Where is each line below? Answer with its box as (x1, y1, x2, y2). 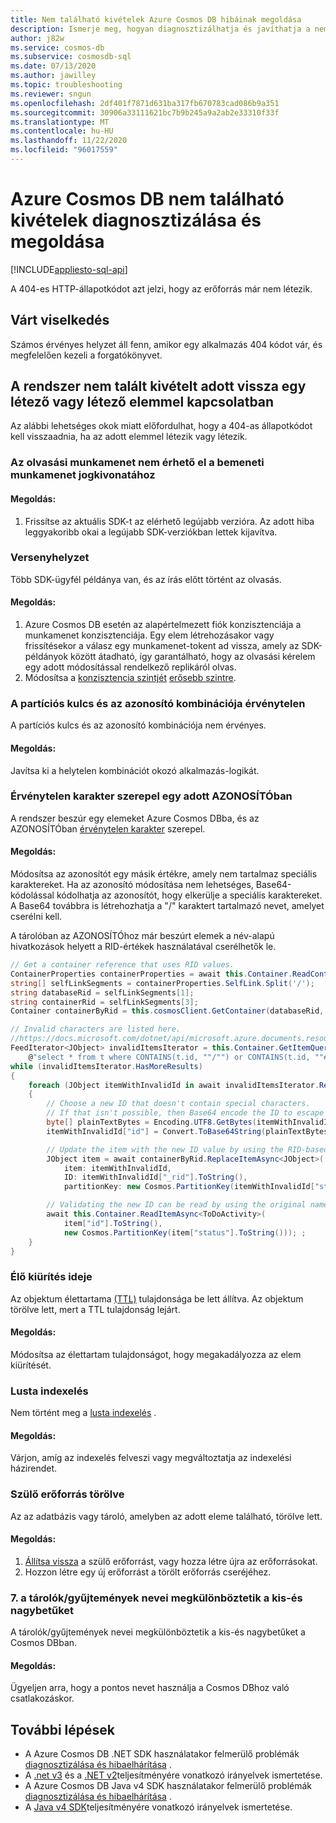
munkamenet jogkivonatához (10, 468, 156, 482)
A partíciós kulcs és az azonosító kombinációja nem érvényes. (10, 719, 267, 731)
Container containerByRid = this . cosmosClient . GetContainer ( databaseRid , (10, 1006, 325, 1016)
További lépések (10, 1721, 115, 1738)
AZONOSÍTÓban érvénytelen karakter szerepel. (10, 822, 206, 835)
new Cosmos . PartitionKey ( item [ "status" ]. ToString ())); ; (63, 1227, 307, 1238)
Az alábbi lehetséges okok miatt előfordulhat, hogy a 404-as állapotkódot (10, 420, 313, 432)
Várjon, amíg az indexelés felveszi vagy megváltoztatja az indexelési (10, 1452, 292, 1464)
